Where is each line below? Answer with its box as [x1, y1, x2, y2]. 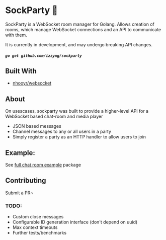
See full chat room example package [5, 162, 81, 168]
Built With [5, 66, 37, 75]
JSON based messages [12, 123, 61, 129]
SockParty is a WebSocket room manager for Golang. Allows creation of [5, 21, 155, 27]
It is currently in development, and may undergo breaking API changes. [5, 41, 152, 47]
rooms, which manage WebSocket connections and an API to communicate [5, 26, 161, 32]
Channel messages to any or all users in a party [12, 128, 112, 135]
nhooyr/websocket [12, 80, 52, 86]
